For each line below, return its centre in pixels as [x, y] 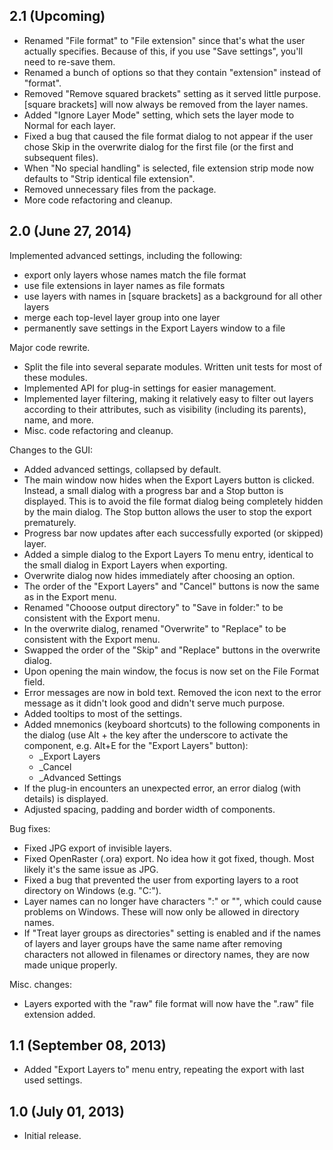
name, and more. [58, 420]
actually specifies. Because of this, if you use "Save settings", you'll [163, 51]
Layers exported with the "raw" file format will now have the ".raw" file [168, 1003]
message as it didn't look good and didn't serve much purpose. [154, 703]
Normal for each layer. [69, 125]
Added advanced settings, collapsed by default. [122, 469]
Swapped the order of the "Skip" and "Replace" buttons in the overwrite [172, 650]
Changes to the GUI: [51, 450]
